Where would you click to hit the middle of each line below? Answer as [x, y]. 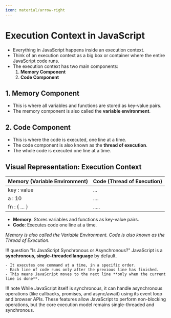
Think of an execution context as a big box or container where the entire [89, 55]
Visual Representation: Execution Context [73, 167]
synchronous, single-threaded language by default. [61, 256]
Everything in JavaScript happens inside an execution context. [79, 50]
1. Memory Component [42, 93]
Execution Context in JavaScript [75, 35]
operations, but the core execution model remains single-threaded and [80, 305]
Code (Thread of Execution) [128, 181]
